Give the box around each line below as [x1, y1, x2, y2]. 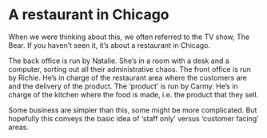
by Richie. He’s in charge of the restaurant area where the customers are [8, 73, 248, 82]
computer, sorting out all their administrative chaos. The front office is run [8, 64, 252, 73]
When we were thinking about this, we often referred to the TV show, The [8, 32, 250, 41]
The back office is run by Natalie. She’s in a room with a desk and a [8, 56, 229, 65]
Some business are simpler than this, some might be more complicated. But [8, 105, 257, 115]
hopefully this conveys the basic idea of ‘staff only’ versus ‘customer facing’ [8, 113, 259, 123]
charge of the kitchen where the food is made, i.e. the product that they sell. [8, 89, 259, 99]
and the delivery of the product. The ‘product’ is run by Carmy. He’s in [8, 81, 238, 91]
